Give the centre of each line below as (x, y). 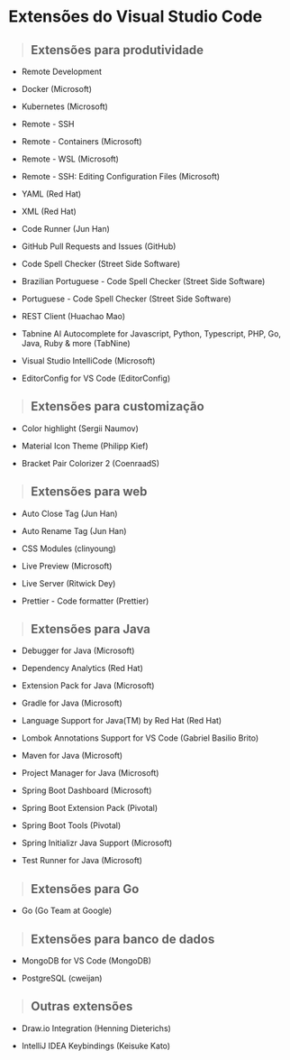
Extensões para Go (85, 889)
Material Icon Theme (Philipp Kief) (85, 446)
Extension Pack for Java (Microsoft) (88, 686)
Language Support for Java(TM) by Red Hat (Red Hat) (122, 721)
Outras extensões (82, 1006)
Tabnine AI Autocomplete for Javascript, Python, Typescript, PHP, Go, (151, 334)
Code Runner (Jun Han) (65, 229)
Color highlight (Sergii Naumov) (80, 428)
